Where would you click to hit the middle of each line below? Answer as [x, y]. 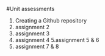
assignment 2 [32, 27]
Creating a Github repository [51, 20]
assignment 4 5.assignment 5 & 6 [57, 40]
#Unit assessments [31, 9]
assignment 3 [32, 33]
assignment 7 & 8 [37, 46]
